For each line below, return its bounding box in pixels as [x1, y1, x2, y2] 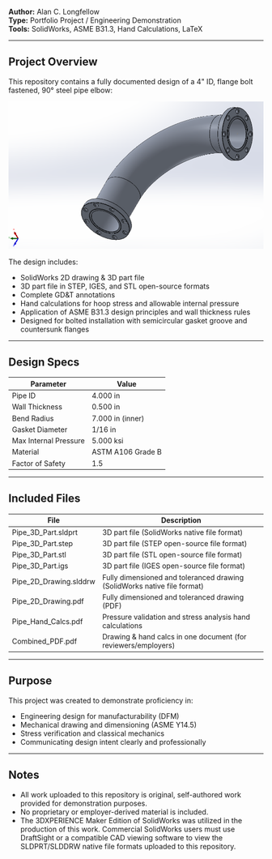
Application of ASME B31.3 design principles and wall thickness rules [19, 307, 251, 317]
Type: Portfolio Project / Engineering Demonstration [8, 15, 182, 25]
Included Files [8, 492, 81, 506]
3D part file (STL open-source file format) [102, 550, 243, 560]
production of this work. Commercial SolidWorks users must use [19, 824, 236, 834]
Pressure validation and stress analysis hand [102, 612, 251, 622]
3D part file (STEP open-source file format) [102, 538, 248, 548]
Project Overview [8, 55, 98, 69]
